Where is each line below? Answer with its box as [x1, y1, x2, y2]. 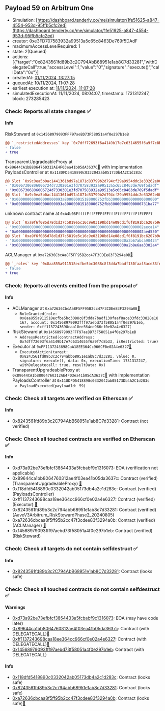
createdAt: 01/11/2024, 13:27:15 [12, 74, 75, 80]
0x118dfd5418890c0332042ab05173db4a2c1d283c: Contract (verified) [12, 486, 156, 492]
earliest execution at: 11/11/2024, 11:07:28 [12, 85, 95, 91]
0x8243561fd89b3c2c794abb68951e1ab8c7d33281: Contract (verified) [12, 507, 157, 513]
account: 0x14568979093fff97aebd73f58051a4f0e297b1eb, [30, 320, 145, 325]
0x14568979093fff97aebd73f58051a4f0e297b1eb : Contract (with [12, 646, 144, 652]
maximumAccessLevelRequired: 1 [12, 43, 80, 49]
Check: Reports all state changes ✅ [5, 108, 91, 115]
